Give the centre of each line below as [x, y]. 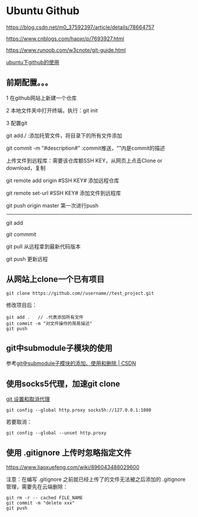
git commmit [21, 234]
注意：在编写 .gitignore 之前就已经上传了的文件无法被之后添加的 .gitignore [96, 479]
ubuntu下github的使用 [33, 62]
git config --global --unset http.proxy [57, 433]
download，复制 [26, 168]
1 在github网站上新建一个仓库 [42, 98]
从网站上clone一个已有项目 [55, 279]
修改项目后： [22, 305]
